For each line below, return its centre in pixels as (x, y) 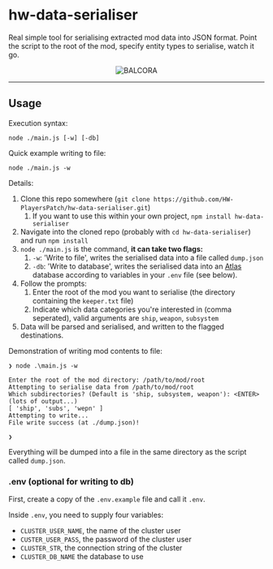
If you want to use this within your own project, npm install (132, 216)
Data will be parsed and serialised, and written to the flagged (122, 326)
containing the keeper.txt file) (83, 300)
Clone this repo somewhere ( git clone (85, 198)
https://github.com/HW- (193, 199)
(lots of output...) (43, 401)
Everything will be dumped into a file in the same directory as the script (128, 451)
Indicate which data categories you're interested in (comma (132, 309)
